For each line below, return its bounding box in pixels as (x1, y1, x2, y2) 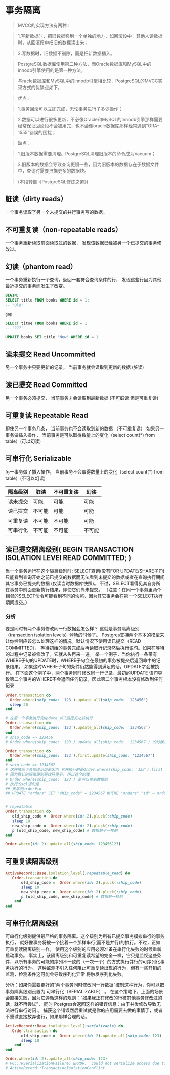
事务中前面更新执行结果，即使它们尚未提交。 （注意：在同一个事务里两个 (9, 586, 162, 592)
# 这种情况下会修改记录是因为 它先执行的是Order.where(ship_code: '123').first (5, 767, 163, 772)
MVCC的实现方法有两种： (17, 22, 72, 28)
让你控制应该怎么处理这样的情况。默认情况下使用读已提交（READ (5, 638, 142, 644)
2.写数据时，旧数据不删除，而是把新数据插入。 (17, 50, 115, 56)
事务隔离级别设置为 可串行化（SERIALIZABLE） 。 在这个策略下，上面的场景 (5, 988, 163, 994)
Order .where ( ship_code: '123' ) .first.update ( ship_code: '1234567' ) (10, 753, 155, 758)
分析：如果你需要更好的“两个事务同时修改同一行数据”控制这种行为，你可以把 (5, 982, 164, 988)
